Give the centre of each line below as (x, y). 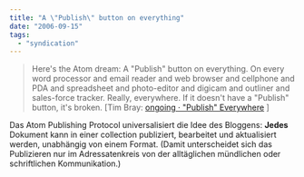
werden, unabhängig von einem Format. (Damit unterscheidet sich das (141, 144)
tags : (20, 34)
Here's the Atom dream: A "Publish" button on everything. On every (158, 69)
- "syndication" (48, 43)
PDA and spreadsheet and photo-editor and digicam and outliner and (161, 88)
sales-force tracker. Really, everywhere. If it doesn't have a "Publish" (160, 98)
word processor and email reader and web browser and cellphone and (163, 79)
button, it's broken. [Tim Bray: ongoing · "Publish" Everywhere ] (150, 108)
